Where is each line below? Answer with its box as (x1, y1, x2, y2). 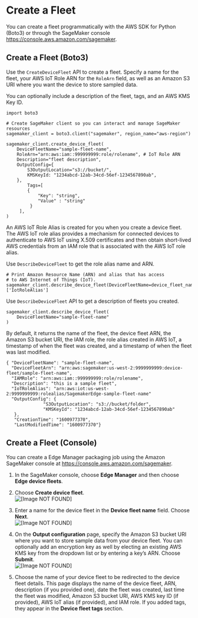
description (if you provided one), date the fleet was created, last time (14, 586, 184, 593)
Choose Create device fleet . (14, 489, 84, 496)
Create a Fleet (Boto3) (6, 53, 88, 63)
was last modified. (6, 348, 51, 355)
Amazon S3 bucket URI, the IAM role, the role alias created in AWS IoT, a (6, 336, 182, 343)
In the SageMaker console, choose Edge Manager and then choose (14, 471, 180, 478)
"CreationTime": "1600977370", (14, 417, 91, 423)
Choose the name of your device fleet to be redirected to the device (14, 573, 180, 580)
